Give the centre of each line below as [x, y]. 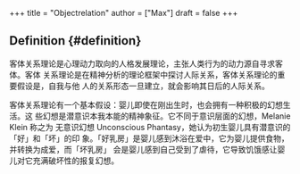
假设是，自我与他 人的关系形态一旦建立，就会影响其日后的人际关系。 [143, 86]
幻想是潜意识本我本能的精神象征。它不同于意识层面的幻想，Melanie [167, 116]
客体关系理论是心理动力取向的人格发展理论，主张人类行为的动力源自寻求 [142, 63]
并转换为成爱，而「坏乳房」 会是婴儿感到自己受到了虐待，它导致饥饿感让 [143, 149]
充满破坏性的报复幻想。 [75, 161]
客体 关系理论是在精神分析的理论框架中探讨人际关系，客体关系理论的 [151, 74]
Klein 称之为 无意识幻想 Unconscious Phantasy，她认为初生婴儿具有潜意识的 [150, 127]
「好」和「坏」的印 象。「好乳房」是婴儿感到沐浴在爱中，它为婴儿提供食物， [149, 138]
